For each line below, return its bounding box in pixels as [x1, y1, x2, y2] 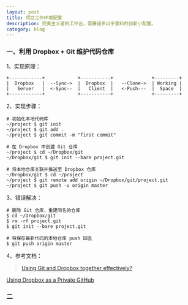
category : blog [6, 26, 45, 32]
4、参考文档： [6, 252, 43, 259]
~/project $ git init [6, 121, 62, 127]
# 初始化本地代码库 [6, 116, 49, 122]
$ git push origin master [6, 240, 72, 247]
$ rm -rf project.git [6, 218, 62, 224]
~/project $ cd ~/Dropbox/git [6, 149, 84, 155]
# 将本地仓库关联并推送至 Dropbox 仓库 [6, 166, 96, 172]
